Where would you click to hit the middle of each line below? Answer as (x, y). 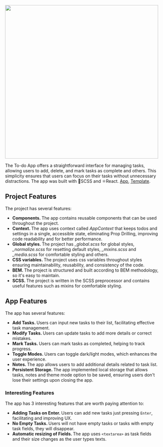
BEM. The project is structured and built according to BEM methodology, (85, 270)
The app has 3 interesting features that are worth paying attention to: (75, 403)
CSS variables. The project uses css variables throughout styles (77, 259)
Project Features (31, 197)
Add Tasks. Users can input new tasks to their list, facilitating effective (83, 322)
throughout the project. (35, 223)
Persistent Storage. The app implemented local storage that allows (80, 369)
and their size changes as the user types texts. (59, 439)
